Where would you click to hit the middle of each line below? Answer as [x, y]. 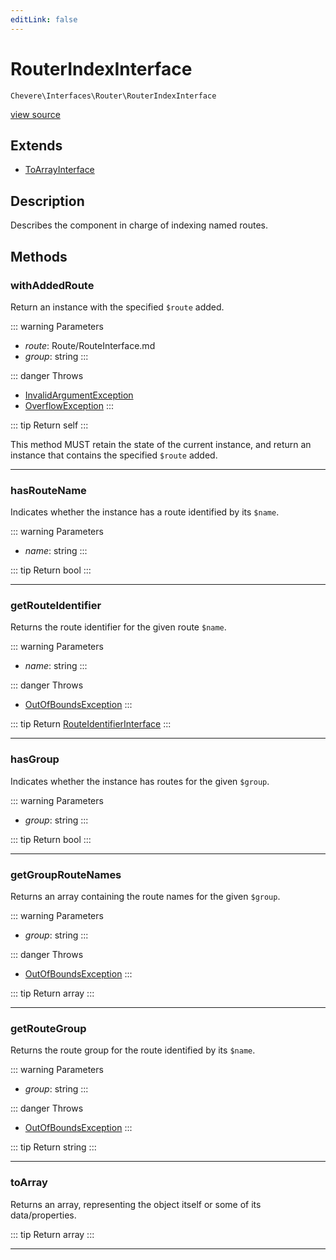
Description [47, 201]
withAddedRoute [52, 285]
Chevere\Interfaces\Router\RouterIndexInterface [113, 96]
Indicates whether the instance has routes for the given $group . [140, 781]
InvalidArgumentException [79, 395]
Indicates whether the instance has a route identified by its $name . [145, 512]
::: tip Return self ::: [49, 425]
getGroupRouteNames [66, 874]
